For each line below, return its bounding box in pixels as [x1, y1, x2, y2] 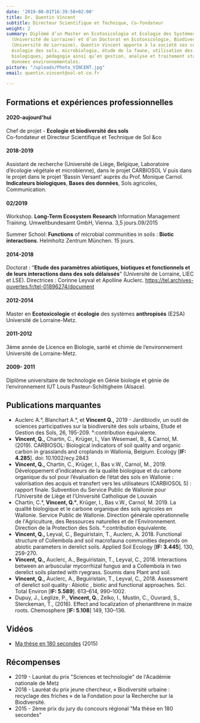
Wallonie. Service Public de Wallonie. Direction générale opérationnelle [14, 511, 189, 519]
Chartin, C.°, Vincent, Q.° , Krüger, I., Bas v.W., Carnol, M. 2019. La [14, 498, 177, 506]
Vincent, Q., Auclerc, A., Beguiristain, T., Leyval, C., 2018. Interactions [14, 556, 187, 563]
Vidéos [6, 624, 33, 634]
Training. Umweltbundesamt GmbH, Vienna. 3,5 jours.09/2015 [6, 219, 158, 226]
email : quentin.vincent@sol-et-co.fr [6, 70, 100, 76]
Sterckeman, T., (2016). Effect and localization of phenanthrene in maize [14, 600, 192, 607]
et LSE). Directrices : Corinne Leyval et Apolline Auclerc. [6, 277, 144, 284]
